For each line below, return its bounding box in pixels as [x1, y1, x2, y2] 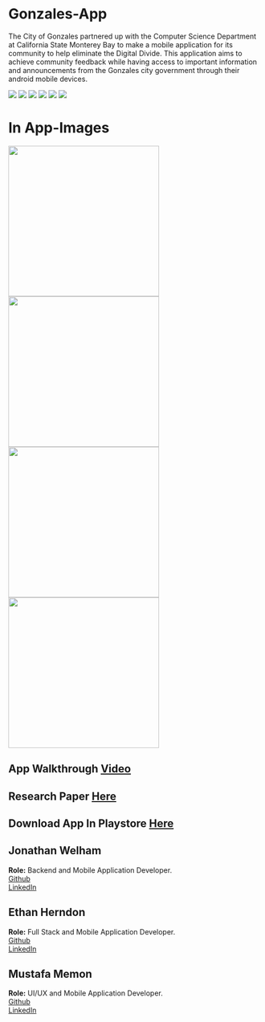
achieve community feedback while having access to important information [8, 57, 258, 67]
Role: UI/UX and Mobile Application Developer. [8, 988, 163, 998]
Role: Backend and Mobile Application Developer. [8, 865, 173, 875]
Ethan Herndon [8, 906, 86, 919]
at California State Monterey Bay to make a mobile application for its [8, 39, 233, 49]
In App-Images [8, 119, 110, 137]
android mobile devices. [8, 74, 88, 83]
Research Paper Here [8, 789, 116, 803]
